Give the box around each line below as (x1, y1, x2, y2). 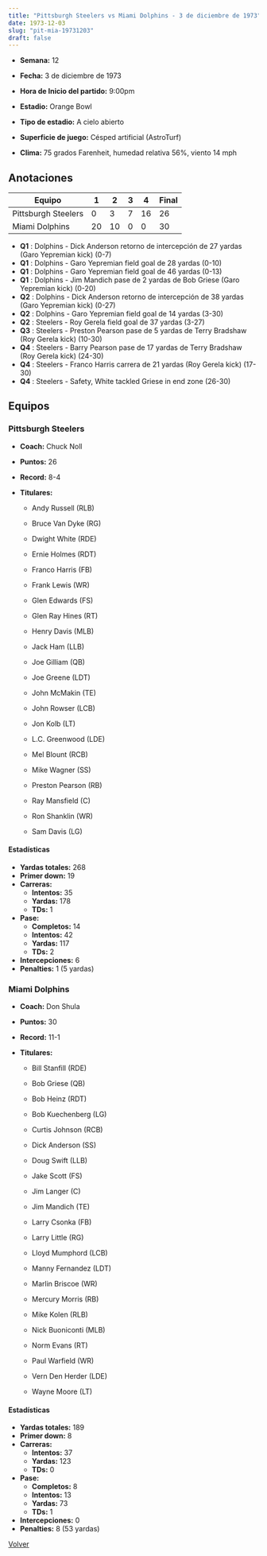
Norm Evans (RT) (31, 1341, 89, 1350)
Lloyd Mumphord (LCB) (31, 1248, 109, 1258)
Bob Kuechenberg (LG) (31, 1110, 107, 1119)
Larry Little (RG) (31, 1233, 84, 1243)
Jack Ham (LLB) (31, 642, 85, 651)
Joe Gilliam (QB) (31, 657, 86, 666)
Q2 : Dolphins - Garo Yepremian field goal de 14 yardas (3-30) (19, 309, 224, 319)
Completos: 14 (31, 922, 81, 931)
